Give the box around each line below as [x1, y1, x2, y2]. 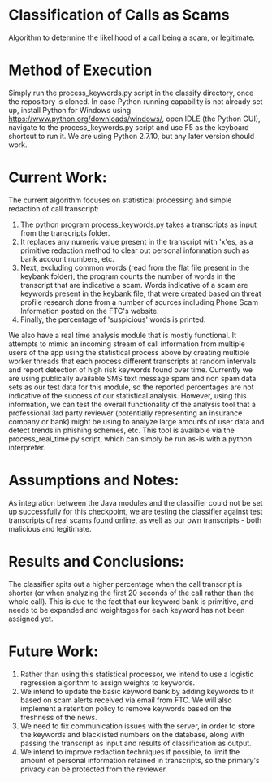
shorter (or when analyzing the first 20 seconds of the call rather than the [8, 588, 254, 597]
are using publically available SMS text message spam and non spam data [8, 373, 257, 383]
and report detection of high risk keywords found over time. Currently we [8, 364, 253, 375]
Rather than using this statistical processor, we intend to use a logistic [19, 669, 254, 679]
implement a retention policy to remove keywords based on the [19, 703, 231, 713]
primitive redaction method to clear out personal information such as [19, 245, 250, 255]
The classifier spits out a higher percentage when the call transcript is [8, 579, 243, 589]
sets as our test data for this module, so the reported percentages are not [8, 382, 254, 392]
